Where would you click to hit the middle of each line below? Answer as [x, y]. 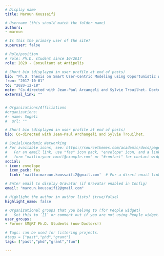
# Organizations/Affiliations [36, 108]
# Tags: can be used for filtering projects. [52, 233]
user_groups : [18, 219]
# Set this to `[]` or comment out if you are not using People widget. [83, 215]
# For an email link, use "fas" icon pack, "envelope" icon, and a [77, 152]
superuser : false [23, 45]
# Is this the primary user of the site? [48, 41]
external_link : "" [24, 94]
